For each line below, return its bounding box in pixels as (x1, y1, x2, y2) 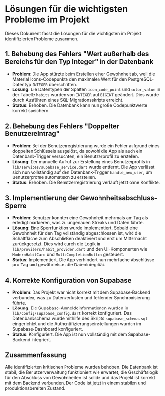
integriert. (31, 337, 52, 343)
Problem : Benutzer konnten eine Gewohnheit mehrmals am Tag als (12, 215, 148, 220)
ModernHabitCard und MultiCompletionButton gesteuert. (12, 251, 124, 258)
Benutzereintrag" (5, 130, 60, 138)
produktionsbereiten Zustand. (5, 385, 66, 391)
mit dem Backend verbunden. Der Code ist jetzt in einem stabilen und (5, 380, 146, 386)
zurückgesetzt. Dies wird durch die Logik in (12, 241, 100, 247)
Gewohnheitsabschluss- (80, 194, 158, 202)
